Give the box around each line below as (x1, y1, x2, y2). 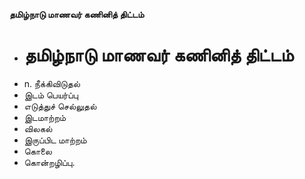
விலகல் (23, 122, 53, 134)
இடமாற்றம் (23, 111, 67, 123)
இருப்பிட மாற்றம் (23, 134, 87, 146)
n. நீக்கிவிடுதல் (23, 77, 81, 89)
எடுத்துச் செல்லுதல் (23, 100, 97, 112)
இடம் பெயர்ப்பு (23, 89, 79, 101)
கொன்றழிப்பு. (23, 156, 76, 168)
